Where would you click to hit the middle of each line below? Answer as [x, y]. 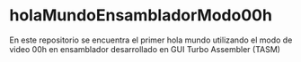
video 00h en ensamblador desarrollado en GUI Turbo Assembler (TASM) [145, 49]
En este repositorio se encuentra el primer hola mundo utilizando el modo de [151, 40]
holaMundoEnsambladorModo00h [141, 15]
